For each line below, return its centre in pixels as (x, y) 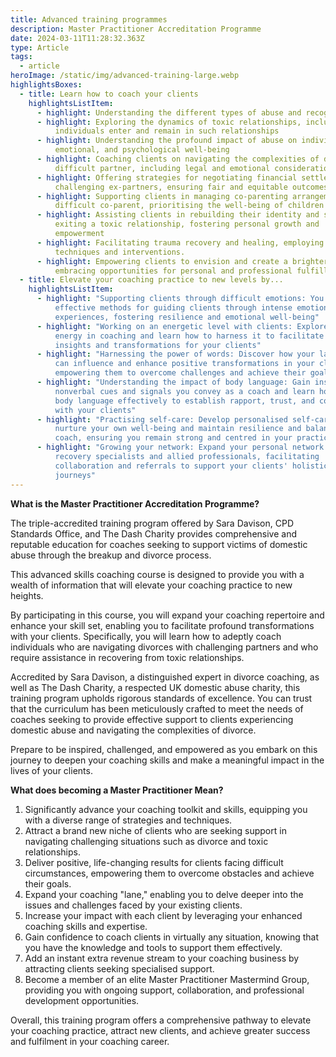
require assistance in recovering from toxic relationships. (127, 657)
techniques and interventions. (120, 252)
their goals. (48, 883)
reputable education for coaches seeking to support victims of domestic (159, 544)
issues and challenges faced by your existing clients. (133, 905)
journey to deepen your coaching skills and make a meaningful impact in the (167, 760)
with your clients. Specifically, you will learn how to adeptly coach (146, 636)
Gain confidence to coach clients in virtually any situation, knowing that (172, 937)
